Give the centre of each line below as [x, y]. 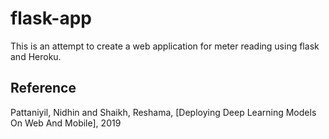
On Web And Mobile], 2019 [66, 123]
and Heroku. [36, 56]
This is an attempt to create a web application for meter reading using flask [165, 46]
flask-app [51, 18]
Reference [43, 88]
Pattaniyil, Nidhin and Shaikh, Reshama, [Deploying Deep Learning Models [163, 112]
